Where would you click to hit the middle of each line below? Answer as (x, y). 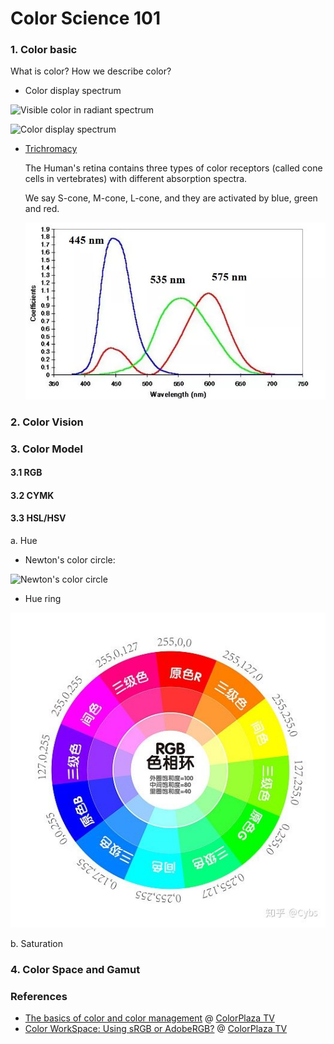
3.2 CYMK (32, 495)
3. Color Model (46, 449)
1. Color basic (44, 50)
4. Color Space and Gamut (75, 969)
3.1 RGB (26, 473)
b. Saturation (37, 943)
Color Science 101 (85, 18)
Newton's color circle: (70, 559)
